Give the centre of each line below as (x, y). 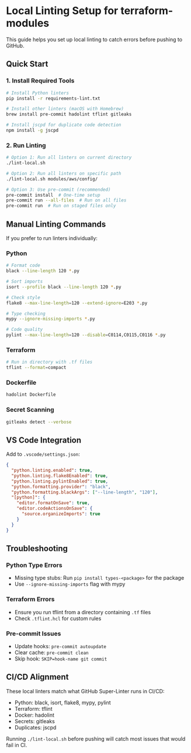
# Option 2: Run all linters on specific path (64, 173)
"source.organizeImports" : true (61, 514)
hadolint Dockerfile (31, 395)
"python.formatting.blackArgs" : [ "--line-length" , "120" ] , (85, 492)
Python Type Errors (34, 565)
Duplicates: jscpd (35, 727)
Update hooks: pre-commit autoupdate (60, 646)
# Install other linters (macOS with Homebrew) (65, 109)
